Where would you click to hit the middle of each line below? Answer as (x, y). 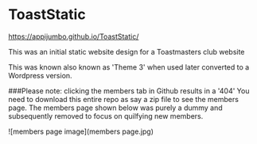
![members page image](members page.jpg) (81, 131)
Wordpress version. (41, 75)
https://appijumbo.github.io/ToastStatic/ (74, 36)
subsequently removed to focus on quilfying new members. (106, 116)
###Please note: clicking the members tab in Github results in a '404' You (129, 91)
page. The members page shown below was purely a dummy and (115, 108)
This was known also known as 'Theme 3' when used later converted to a (129, 67)
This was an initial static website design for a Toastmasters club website (127, 51)
